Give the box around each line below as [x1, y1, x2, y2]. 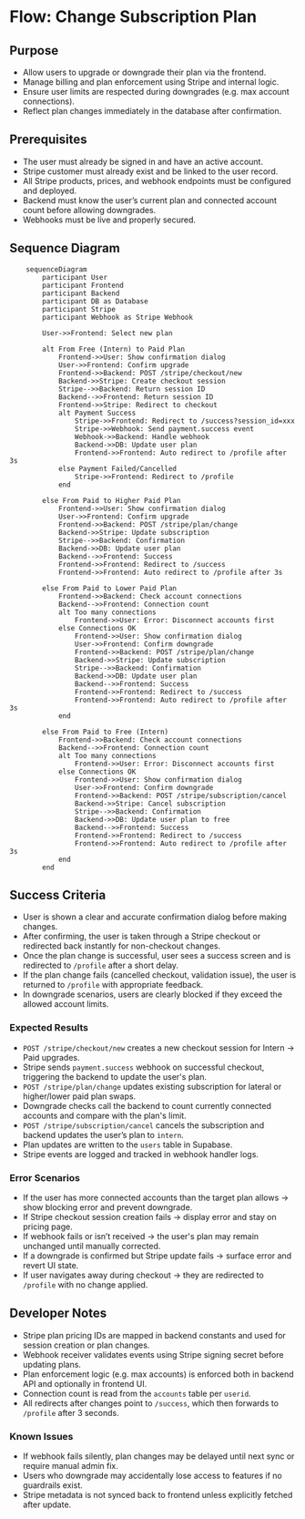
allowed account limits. [22, 999, 109, 1010]
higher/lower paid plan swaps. [22, 1091, 137, 1102]
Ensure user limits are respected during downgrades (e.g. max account [22, 87, 290, 97]
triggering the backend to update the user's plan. [22, 1071, 208, 1082]
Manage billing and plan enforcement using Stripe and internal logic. [22, 77, 280, 87]
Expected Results [9, 1021, 89, 1034]
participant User [42, 272, 107, 282]
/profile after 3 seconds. [22, 1407, 120, 1418]
